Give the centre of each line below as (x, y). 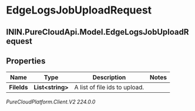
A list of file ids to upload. (109, 88)
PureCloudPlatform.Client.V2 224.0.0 (51, 102)
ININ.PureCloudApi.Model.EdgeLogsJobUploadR (97, 32)
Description (109, 78)
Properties (26, 61)
